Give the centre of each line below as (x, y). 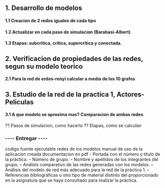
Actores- (131, 94)
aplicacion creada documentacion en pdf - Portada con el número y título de (83, 154)
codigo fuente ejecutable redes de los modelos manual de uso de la (74, 149)
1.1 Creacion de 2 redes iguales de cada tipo (50, 20)
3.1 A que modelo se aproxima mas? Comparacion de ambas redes (74, 115)
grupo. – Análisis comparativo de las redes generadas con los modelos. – (79, 165)
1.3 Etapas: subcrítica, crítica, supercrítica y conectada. (64, 43)
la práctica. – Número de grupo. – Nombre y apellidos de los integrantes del (82, 159)
